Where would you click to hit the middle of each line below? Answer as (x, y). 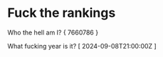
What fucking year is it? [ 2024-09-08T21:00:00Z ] (82, 46)
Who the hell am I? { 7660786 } (53, 32)
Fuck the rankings (62, 13)
